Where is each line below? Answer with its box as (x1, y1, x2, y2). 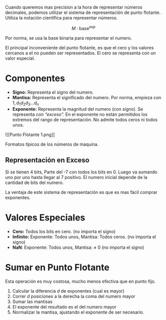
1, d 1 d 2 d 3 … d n (12, 100, 39, 107)
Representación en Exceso (5, 156, 89, 164)
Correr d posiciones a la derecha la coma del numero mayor (12, 294, 136, 300)
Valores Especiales (5, 212, 85, 223)
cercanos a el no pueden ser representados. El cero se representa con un (5, 50, 156, 56)
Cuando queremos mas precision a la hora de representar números (5, 4, 143, 10)
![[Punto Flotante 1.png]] (5, 132, 55, 138)
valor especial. (5, 55, 35, 61)
